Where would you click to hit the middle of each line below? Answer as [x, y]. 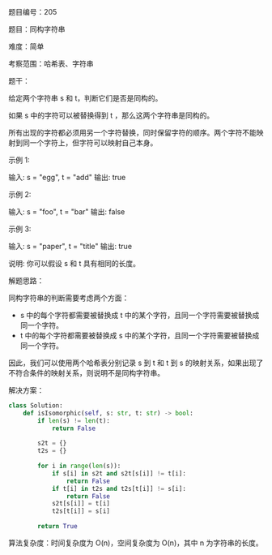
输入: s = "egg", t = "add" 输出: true [67, 177]
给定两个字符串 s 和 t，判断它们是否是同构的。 [85, 98]
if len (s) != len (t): [74, 420]
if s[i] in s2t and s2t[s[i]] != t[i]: [119, 473]
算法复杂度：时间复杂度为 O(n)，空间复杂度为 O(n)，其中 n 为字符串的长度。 [136, 543]
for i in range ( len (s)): [79, 466]
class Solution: [36, 406]
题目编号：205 [33, 12]
